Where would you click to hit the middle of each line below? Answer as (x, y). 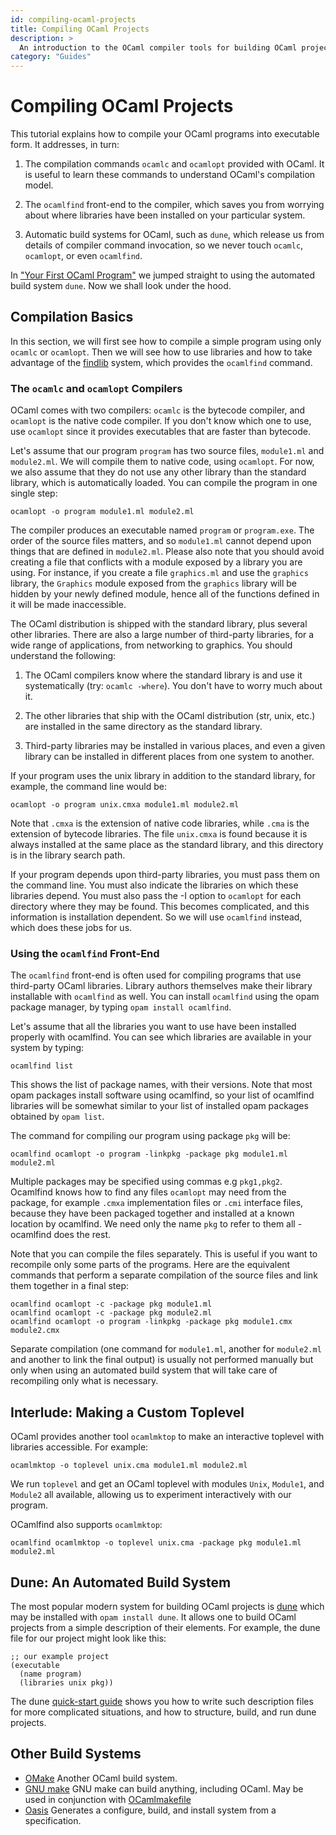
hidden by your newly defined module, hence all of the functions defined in (165, 594)
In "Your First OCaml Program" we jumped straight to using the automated (163, 275)
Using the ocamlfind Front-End (85, 954)
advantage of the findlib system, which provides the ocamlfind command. (161, 362)
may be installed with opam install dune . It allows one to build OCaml (153, 1617)
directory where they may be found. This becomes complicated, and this (160, 907)
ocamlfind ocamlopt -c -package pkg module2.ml (111, 1313)
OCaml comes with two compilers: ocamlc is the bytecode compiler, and (158, 410)
